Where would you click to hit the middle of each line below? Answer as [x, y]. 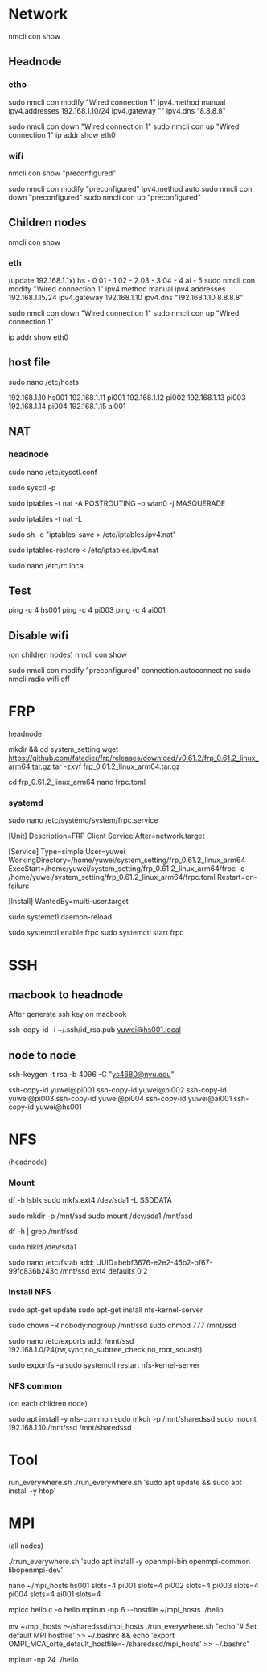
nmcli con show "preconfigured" [62, 173]
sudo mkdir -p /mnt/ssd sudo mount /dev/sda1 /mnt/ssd [101, 1216]
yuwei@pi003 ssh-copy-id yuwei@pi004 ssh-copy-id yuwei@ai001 [120, 1099]
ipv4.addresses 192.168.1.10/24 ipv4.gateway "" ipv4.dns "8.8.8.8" [117, 110]
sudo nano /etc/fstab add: [51, 1263]
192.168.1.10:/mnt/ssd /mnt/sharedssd [70, 1428]
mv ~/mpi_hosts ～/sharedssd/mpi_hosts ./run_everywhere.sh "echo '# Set [133, 1626]
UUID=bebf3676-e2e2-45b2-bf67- [154, 1263]
